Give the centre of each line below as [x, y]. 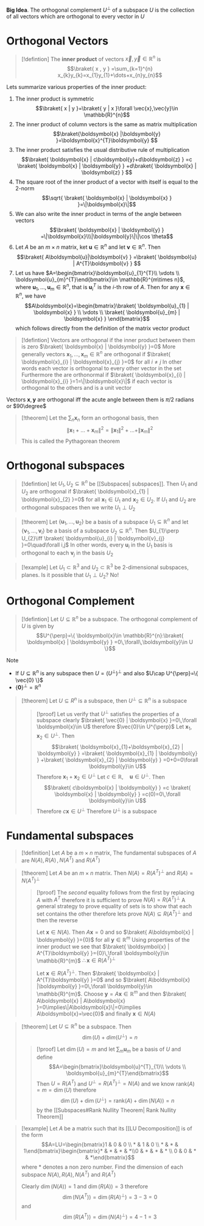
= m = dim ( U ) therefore [66, 1090]
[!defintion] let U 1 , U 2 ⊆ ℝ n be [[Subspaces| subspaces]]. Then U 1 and [109, 484]
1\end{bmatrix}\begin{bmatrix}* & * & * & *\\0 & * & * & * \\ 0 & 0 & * [110, 1151]
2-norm [25, 188]
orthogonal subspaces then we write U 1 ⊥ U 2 [78, 508]
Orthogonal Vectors [57, 41]
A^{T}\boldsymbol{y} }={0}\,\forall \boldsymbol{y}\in [103, 953]
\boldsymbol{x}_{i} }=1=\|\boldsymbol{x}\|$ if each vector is [97, 381]
